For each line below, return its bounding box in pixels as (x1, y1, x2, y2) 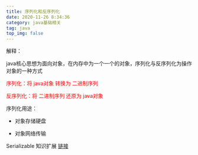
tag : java (6, 25, 31, 31)
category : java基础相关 (6, 19, 61, 25)
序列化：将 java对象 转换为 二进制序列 (6, 80, 99, 87)
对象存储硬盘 (14, 117, 46, 124)
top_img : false (6, 31, 44, 37)
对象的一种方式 (6, 67, 43, 74)
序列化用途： (6, 105, 37, 112)
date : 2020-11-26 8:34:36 (6, 14, 70, 20)
